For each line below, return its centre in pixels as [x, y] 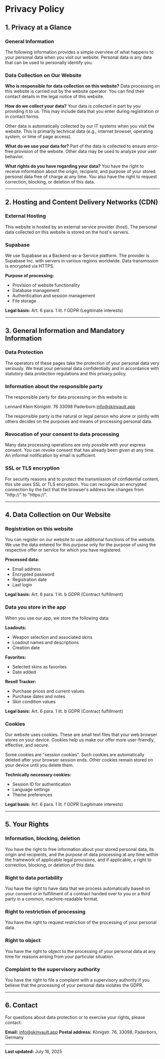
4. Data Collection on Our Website [58, 515]
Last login [22, 585]
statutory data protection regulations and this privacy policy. [66, 373]
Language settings [31, 790]
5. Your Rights [27, 824]
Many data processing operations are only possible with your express [75, 445]
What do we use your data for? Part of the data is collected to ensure [76, 146]
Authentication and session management [54, 296]
